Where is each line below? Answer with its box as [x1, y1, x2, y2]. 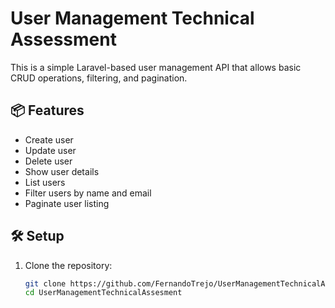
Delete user [24, 155, 73, 167]
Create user [24, 133, 74, 146]
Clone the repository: [24, 259, 113, 271]
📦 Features [10, 102, 85, 119]
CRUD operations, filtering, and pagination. [10, 72, 188, 84]
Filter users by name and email [24, 187, 152, 199]
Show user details [24, 165, 100, 177]
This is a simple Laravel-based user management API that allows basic [10, 61, 302, 73]
